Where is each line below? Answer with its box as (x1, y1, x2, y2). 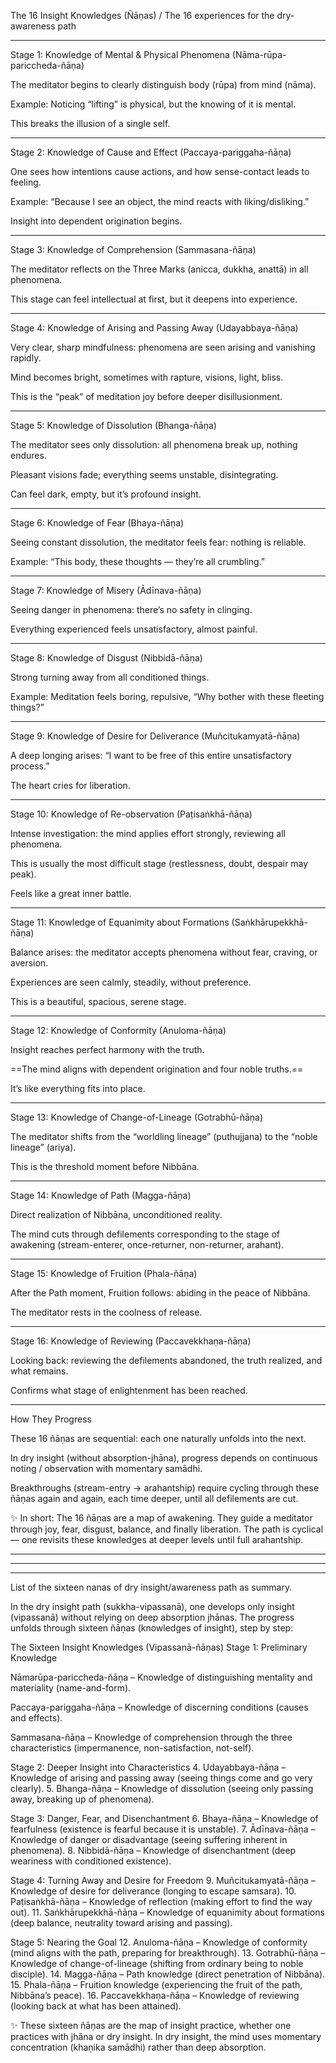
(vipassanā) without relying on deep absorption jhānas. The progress (10, 1611, 295, 1623)
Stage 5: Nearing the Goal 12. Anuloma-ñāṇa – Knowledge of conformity (10, 1936, 308, 1948)
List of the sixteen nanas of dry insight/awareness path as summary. (10, 1581, 293, 1593)
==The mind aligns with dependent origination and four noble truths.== (10, 1063, 304, 1075)
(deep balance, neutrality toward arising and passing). (10, 1917, 233, 1929)
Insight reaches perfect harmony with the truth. (10, 1044, 205, 1055)
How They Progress (10, 1413, 92, 1425)
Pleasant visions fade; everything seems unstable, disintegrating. (10, 469, 279, 480)
